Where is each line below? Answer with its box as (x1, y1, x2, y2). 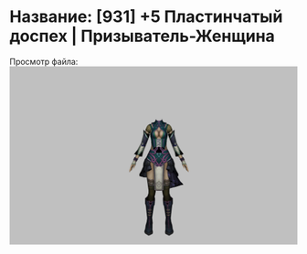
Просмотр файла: (9, 56, 79, 67)
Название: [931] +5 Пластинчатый (9, 6, 283, 27)
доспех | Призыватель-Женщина (9, 26, 276, 47)
